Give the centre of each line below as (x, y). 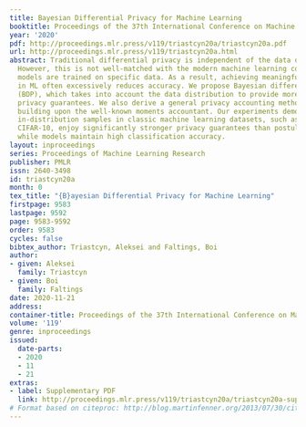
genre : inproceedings (51, 332)
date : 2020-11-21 (42, 297)
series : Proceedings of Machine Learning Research (107, 153)
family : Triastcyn (53, 273)
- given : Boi (34, 281)
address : (26, 307)
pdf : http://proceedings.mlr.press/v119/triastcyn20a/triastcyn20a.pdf (148, 43)
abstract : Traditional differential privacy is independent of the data (150, 60)
